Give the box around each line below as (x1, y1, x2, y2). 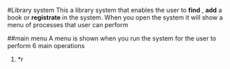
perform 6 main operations (7, 42, 85, 49)
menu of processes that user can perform (7, 21, 129, 29)
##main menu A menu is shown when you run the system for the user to (7, 34, 217, 43)
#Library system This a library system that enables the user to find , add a (7, 6, 222, 14)
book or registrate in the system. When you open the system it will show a (7, 13, 223, 22)
